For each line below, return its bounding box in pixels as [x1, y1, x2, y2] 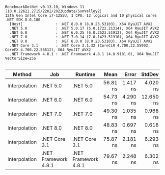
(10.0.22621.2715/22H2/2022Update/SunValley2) [5, 9, 102, 14]
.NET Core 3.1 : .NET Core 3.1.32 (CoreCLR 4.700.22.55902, [9, 43, 151, 48]
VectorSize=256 [5, 56, 36, 61]
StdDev [141, 71, 159, 77]
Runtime [75, 71, 96, 77]
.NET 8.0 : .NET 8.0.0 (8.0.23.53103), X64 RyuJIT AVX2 [9, 39, 153, 44]
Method [13, 71, 32, 77]
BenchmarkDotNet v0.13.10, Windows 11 [5, 4, 84, 9]
